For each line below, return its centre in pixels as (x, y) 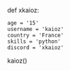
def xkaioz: (23, 10)
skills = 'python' (34, 41)
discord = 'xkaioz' (36, 48)
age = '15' (23, 23)
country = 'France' (36, 35)
